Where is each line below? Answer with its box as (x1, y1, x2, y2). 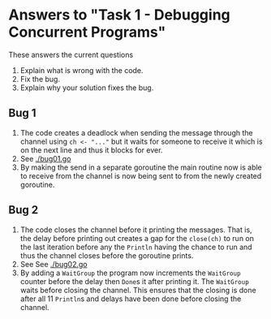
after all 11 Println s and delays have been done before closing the (19, 294, 242, 304)
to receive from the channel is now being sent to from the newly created (19, 170, 262, 180)
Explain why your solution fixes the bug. (19, 83, 154, 93)
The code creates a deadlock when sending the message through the (19, 127, 253, 137)
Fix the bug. (19, 74, 61, 84)
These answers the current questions (8, 50, 134, 59)
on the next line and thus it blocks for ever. (19, 144, 163, 155)
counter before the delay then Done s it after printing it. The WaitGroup (19, 276, 249, 286)
